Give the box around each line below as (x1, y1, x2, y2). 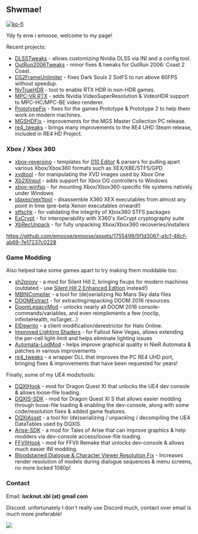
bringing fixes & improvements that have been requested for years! (14, 360, 178, 367)
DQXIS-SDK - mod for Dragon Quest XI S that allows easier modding (14, 395, 182, 402)
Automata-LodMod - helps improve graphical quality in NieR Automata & (14, 341, 191, 348)
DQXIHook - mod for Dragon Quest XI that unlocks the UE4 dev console (14, 383, 190, 390)
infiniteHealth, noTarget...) (14, 316, 79, 323)
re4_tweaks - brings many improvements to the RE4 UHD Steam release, (14, 123, 192, 131)
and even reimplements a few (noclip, (69, 310, 161, 317)
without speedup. (14, 80, 58, 87)
